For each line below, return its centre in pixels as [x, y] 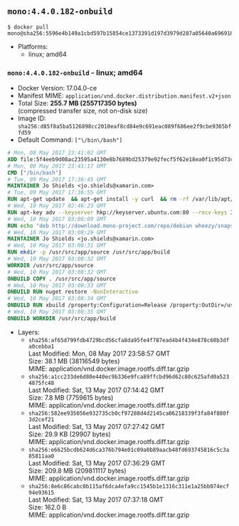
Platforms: [33, 46]
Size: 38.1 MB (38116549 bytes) [74, 361]
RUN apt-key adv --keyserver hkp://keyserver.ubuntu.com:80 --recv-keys [117, 212]
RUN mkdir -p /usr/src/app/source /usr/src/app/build [89, 252]
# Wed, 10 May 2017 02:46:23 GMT [57, 206]
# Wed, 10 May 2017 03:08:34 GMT [57, 299]
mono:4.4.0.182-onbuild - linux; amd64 [75, 73]
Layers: [28, 332]
